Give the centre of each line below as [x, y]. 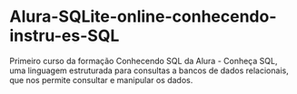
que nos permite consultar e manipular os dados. [101, 80]
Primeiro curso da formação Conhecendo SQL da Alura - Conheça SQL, [144, 61]
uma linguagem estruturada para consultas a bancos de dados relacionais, [149, 70]
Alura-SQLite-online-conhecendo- [143, 17]
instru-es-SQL [64, 36]
